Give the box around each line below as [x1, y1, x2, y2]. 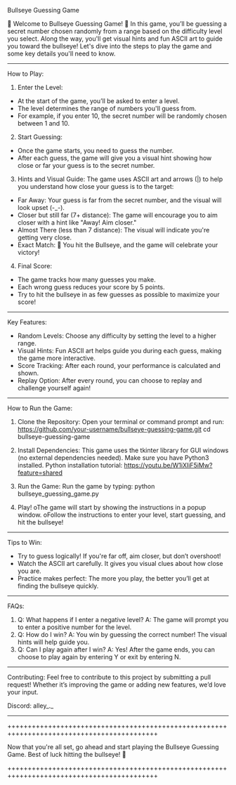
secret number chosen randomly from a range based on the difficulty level [7, 27, 223, 35]
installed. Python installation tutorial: [17, 461, 123, 469]
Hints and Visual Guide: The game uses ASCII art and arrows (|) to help [17, 175, 223, 183]
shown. [17, 369, 39, 377]
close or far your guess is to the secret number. [17, 161, 155, 169]
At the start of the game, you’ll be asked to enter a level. [17, 97, 180, 105]
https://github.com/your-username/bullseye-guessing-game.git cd [17, 425, 211, 433]
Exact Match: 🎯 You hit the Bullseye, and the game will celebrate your [17, 241, 218, 249]
